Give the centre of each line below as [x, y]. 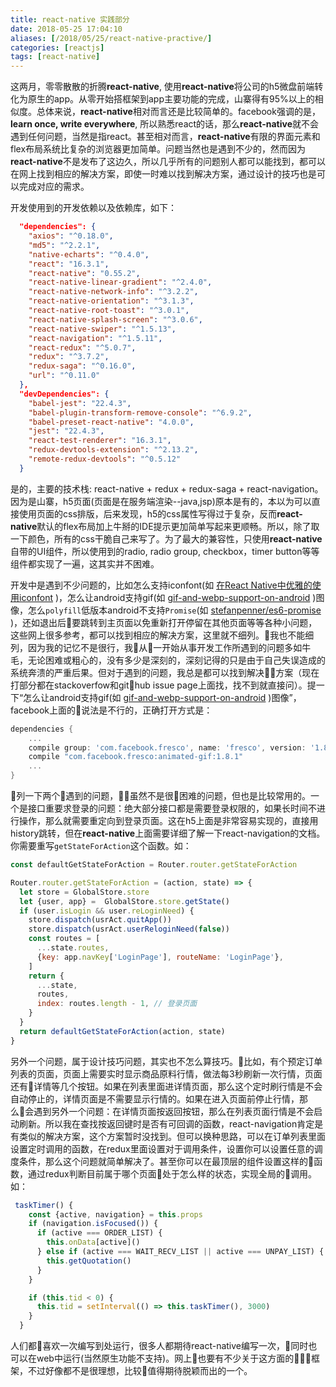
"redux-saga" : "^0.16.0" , [82, 366]
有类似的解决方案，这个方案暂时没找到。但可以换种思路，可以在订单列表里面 [168, 1136]
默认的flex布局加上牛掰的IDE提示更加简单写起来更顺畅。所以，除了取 [178, 526]
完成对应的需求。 [54, 187]
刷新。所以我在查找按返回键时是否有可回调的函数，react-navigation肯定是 [171, 1123]
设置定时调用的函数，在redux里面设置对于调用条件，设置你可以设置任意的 [162, 1148]
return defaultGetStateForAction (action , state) [122, 1031]
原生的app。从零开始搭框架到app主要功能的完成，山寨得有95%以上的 [171, 99]
